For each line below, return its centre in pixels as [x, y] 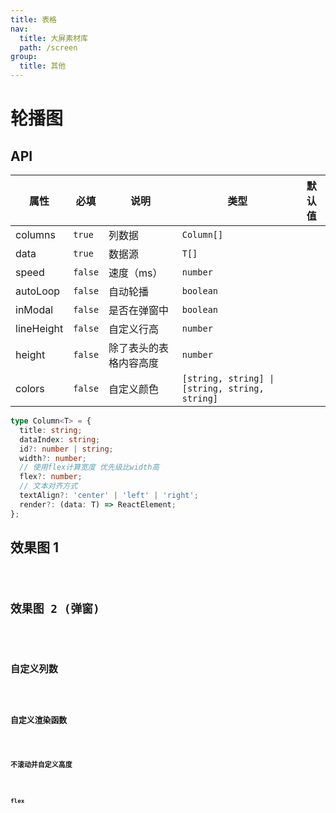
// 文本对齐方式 [48, 486]
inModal [34, 309]
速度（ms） [135, 273]
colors [30, 388]
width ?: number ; [53, 458]
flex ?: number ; [51, 477]
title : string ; [51, 430]
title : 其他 [43, 66]
